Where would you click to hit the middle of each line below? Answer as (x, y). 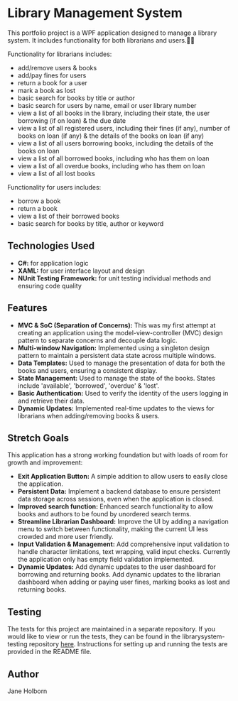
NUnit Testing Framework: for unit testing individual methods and (114, 278)
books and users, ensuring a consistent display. (87, 370)
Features (27, 308)
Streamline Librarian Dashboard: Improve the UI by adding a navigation (123, 522)
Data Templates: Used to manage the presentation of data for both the (121, 363)
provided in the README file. (50, 652)
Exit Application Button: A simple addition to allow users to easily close (123, 477)
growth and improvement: (45, 462)
